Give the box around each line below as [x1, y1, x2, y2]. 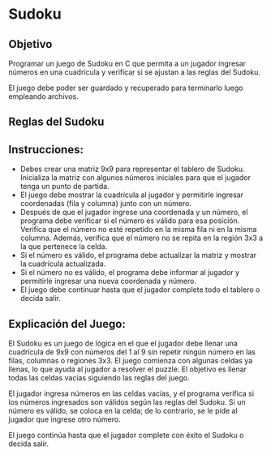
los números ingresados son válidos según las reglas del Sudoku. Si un [8, 397, 246, 407]
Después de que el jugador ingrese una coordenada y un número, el [19, 208, 248, 217]
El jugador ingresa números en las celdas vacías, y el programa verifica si [8, 388, 254, 398]
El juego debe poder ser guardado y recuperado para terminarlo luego [8, 83, 243, 92]
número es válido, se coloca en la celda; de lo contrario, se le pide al [8, 406, 238, 416]
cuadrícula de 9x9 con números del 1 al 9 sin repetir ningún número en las [8, 347, 256, 357]
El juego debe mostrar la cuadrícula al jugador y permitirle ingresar [19, 190, 243, 200]
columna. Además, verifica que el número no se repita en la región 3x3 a [19, 233, 264, 243]
